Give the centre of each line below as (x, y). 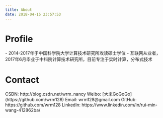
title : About (19, 10)
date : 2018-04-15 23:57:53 (33, 14)
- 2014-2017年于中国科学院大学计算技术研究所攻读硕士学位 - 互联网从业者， (83, 53)
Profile (19, 39)
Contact (22, 80)
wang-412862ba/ (23, 110)
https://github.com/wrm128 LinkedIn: (43, 105)
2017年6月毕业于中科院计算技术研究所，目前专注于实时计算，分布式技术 (79, 59)
